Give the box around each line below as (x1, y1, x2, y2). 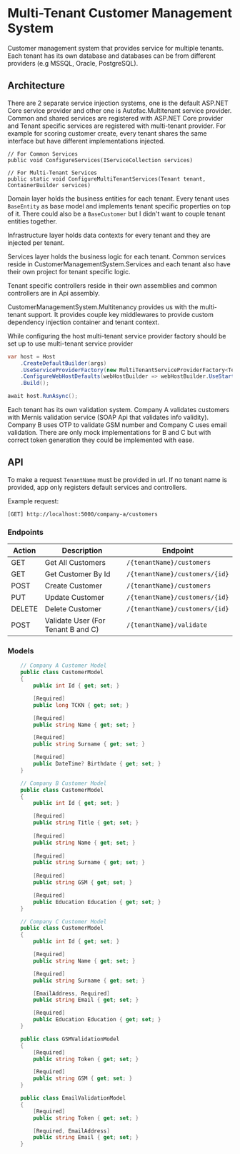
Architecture (7, 80, 66, 92)
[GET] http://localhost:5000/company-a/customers (7, 511, 159, 518)
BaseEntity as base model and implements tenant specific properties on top (7, 201, 231, 210)
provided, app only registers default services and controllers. (7, 483, 187, 491)
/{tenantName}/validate (126, 621, 207, 629)
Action (13, 546, 36, 556)
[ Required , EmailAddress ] (33, 1127, 111, 1135)
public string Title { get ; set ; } (33, 819, 139, 826)
